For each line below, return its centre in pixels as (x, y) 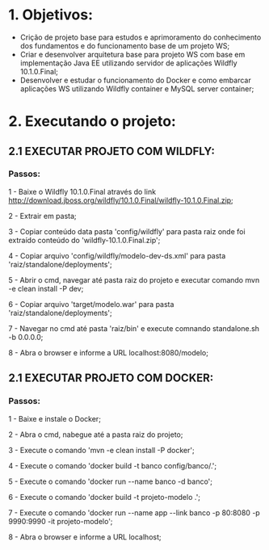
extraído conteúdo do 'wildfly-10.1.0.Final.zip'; (84, 240)
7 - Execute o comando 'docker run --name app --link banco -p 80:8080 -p (134, 512)
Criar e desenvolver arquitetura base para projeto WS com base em (132, 54)
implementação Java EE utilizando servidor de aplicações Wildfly (128, 63)
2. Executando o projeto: (92, 122)
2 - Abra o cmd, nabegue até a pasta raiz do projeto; (96, 435)
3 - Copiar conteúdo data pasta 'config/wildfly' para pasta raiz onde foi (127, 231)
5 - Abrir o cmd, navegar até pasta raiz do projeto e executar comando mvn (134, 279)
